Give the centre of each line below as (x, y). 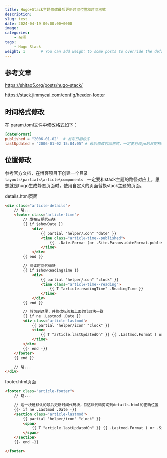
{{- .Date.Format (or (72, 243)
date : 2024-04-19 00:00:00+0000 (39, 24)
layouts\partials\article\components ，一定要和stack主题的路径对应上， (80, 179)
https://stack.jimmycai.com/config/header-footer (55, 95)
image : (12, 28)
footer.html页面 (21, 382)
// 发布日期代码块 (39, 220)
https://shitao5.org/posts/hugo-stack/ (44, 85)
